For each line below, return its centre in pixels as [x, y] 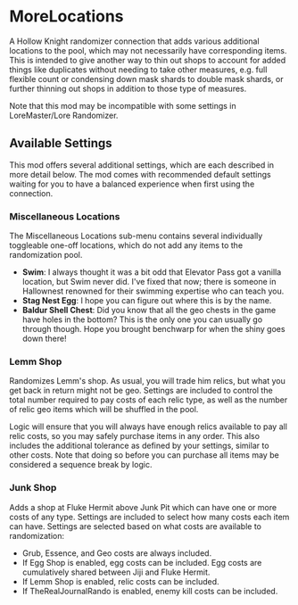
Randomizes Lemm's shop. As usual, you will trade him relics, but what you [147, 381]
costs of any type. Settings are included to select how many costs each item [149, 517]
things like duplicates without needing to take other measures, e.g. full [138, 70]
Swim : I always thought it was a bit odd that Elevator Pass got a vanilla [152, 272]
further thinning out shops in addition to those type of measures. [128, 88]
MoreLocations [66, 17]
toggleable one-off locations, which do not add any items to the [126, 245]
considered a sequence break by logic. [81, 465]
